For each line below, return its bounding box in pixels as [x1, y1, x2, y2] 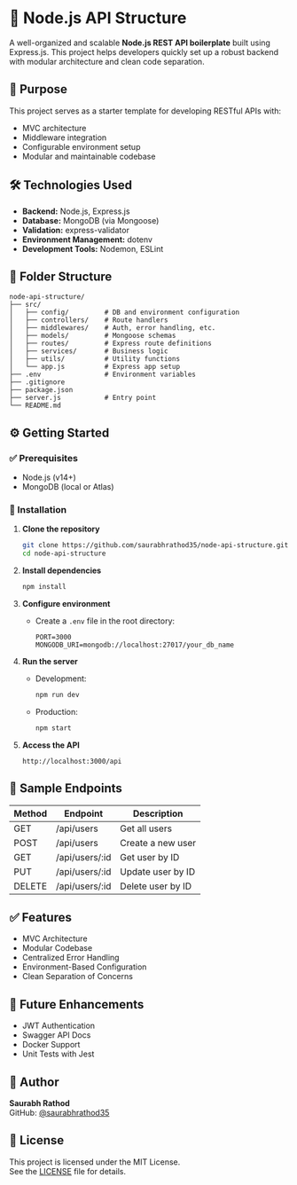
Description [132, 807, 184, 820]
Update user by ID [119, 865, 196, 877]
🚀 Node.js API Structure [9, 8, 187, 28]
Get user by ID [119, 851, 180, 863]
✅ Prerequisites [9, 451, 78, 464]
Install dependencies [21, 565, 102, 576]
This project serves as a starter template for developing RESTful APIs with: [9, 106, 282, 116]
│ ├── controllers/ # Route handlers [9, 316, 168, 325]
